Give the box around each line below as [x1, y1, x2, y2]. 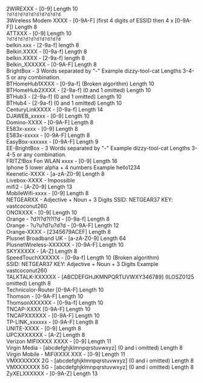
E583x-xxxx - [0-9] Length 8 [6, 125, 78, 132]
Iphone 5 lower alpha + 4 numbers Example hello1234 [6, 164, 141, 171]
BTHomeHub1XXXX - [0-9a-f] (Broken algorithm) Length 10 [6, 80, 155, 87]
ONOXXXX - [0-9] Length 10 [6, 209, 78, 216]
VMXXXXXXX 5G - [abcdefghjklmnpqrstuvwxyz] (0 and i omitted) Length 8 [6, 364, 194, 370]
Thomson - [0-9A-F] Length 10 [6, 293, 84, 299]
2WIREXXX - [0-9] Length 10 [6, 5, 78, 12]
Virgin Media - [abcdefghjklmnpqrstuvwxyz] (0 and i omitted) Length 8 [6, 344, 183, 351]
